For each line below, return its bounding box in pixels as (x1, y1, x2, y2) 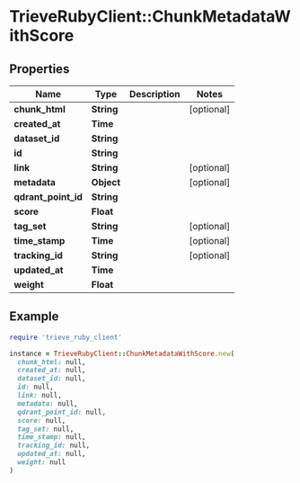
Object (91, 176, 121, 188)
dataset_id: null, (17, 374, 87, 383)
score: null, (17, 416, 66, 425)
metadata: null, (17, 398, 78, 408)
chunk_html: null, (17, 357, 87, 366)
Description (128, 88, 181, 100)
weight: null (17, 458, 66, 467)
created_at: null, (17, 366, 87, 375)
